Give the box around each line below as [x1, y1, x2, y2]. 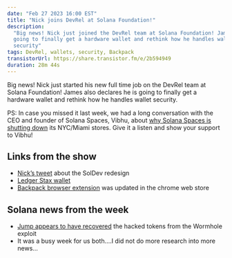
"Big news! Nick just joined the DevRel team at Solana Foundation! [13, 29, 215, 37]
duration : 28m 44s [7, 62, 60, 68]
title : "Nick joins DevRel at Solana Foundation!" [7, 17, 156, 24]
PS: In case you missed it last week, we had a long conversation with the [7, 109, 214, 117]
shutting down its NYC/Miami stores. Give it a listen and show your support [7, 123, 220, 131]
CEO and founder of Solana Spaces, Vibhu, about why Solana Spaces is [7, 116, 212, 125]
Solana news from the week [7, 203, 129, 215]
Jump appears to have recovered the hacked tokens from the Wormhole [17, 222, 223, 230]
